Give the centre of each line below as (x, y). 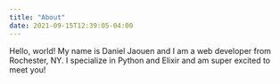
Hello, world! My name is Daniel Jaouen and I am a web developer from (140, 50)
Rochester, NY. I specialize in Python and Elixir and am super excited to (140, 60)
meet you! (28, 69)
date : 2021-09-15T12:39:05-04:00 (71, 26)
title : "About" (37, 17)
